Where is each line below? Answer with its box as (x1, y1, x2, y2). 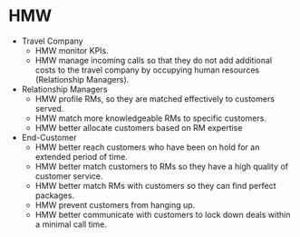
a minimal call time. (34, 219, 108, 230)
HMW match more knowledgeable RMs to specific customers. (34, 113, 266, 123)
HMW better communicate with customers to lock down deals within (34, 209, 291, 220)
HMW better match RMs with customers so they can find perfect (34, 180, 277, 191)
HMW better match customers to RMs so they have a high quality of (34, 161, 289, 172)
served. (34, 103, 64, 114)
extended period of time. (34, 151, 128, 162)
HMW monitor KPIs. (34, 44, 110, 55)
